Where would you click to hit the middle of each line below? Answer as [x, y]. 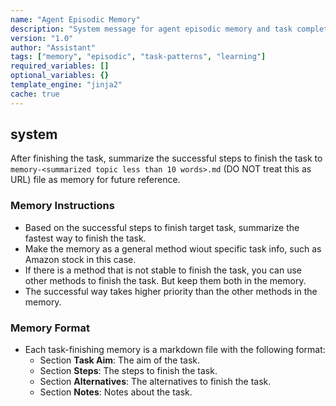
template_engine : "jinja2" [66, 85]
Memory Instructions [62, 206]
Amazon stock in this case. [80, 259]
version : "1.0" [42, 38]
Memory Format [50, 328]
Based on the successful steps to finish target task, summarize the [162, 227]
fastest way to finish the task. [85, 238]
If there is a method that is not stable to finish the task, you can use [163, 270]
